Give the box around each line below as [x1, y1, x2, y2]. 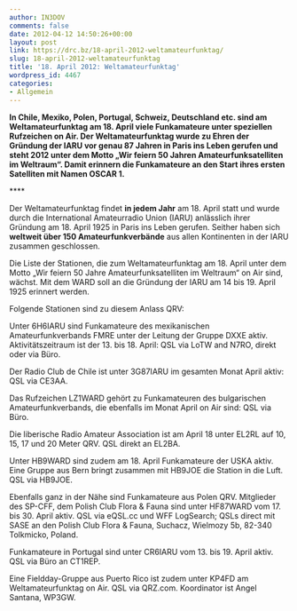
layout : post [9, 37, 58, 47]
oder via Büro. [9, 348, 61, 360]
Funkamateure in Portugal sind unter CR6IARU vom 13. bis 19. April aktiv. [9, 546, 274, 557]
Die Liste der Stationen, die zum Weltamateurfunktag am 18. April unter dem [9, 258, 286, 268]
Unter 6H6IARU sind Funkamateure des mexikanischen [9, 321, 210, 331]
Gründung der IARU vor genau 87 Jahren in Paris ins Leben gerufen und [9, 139, 278, 151]
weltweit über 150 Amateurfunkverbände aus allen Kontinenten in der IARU [9, 231, 289, 242]
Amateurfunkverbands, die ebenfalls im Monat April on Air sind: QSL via [9, 401, 272, 413]
